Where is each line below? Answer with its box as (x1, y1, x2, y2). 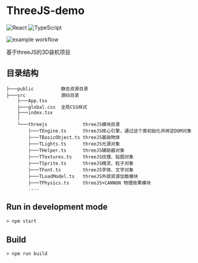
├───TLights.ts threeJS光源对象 (28, 141, 121, 147)
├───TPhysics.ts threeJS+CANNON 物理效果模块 (28, 180, 151, 186)
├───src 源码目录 (6, 92, 79, 98)
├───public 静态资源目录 (6, 86, 88, 92)
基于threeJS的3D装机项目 (6, 48, 71, 56)
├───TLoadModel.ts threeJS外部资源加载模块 (28, 173, 138, 179)
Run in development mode (6, 202, 108, 212)
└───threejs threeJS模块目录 (17, 121, 121, 127)
